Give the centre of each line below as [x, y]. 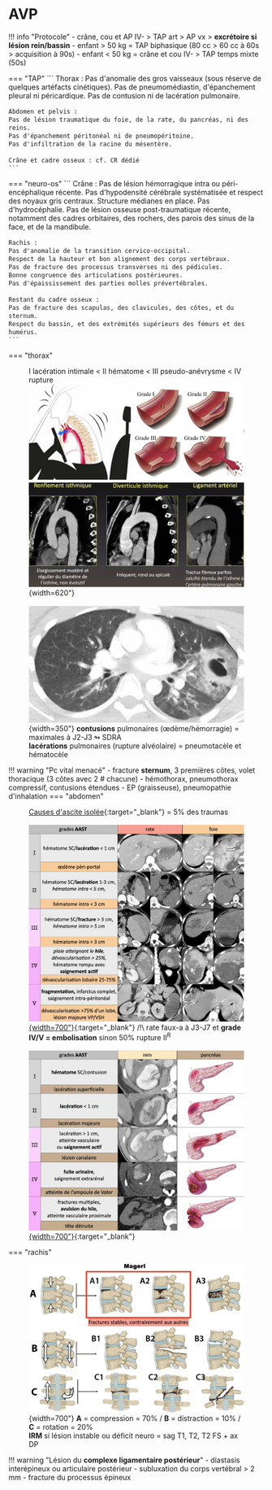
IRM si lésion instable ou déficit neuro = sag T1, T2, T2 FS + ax [133, 1436]
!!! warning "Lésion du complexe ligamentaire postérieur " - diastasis [124, 1460]
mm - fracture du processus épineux [70, 1477]
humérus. [23, 332]
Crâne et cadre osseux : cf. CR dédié [74, 160]
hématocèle [49, 755]
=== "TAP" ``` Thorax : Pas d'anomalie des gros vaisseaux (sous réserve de [135, 78]
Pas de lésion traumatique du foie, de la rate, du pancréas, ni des [129, 120]
